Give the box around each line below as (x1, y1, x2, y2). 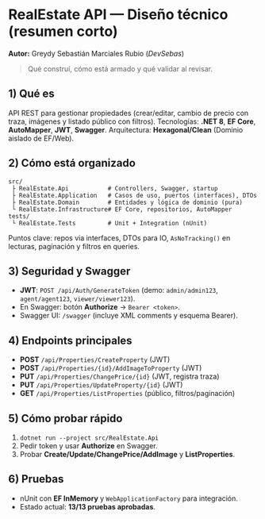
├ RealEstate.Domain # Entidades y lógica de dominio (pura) (11, 198, 244, 206)
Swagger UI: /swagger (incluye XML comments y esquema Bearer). (19, 311, 238, 321)
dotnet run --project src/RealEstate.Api (19, 434, 159, 442)
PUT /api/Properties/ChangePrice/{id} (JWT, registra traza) (19, 371, 220, 382)
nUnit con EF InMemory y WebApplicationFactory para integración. (19, 494, 238, 503)
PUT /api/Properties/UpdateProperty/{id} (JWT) (19, 380, 183, 390)
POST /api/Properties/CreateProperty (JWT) (19, 355, 171, 364)
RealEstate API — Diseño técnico (8, 6, 229, 24)
